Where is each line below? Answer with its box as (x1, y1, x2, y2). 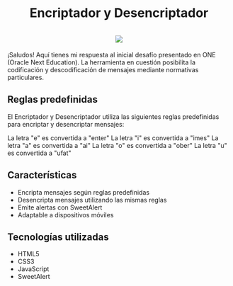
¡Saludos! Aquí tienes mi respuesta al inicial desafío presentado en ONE (7, 50, 216, 59)
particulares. (7, 73, 45, 81)
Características (7, 169, 77, 181)
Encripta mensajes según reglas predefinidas (17, 188, 150, 196)
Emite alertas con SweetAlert (17, 203, 103, 212)
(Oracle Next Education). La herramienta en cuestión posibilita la (7, 58, 196, 67)
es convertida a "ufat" (7, 149, 72, 157)
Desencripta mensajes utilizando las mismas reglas (17, 195, 167, 204)
